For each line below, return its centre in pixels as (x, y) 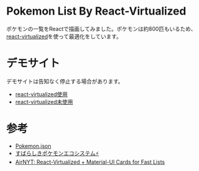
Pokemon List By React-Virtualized (96, 11)
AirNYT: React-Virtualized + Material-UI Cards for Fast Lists (90, 162)
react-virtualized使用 (42, 94)
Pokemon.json (33, 146)
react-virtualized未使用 (44, 102)
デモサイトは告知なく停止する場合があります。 (65, 81)
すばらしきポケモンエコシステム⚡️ (57, 153)
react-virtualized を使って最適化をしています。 (64, 36)
